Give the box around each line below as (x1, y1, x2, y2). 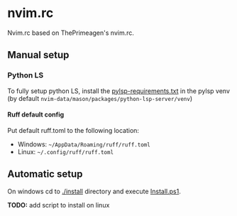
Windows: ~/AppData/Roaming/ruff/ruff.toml (17, 140, 150, 148)
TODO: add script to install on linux (7, 200, 110, 209)
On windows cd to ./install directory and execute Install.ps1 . (7, 187, 181, 195)
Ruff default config (7, 110, 65, 119)
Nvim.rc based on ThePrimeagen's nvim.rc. (7, 28, 135, 37)
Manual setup (7, 49, 70, 61)
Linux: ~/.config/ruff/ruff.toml (17, 147, 114, 156)
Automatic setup (7, 168, 83, 180)
